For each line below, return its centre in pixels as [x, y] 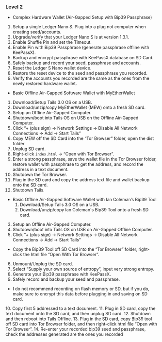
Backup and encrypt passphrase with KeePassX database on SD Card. [83, 58]
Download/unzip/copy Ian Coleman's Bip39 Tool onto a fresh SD [84, 210]
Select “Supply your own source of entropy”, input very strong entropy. [83, 269]
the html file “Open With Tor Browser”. [61, 255]
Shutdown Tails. [29, 190]
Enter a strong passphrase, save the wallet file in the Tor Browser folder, [85, 159]
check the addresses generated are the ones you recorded [64, 334]
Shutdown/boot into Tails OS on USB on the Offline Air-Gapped [75, 118]
